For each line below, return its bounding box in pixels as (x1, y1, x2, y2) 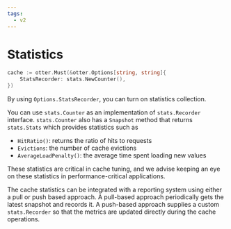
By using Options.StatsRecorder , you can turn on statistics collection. (7, 95, 207, 103)
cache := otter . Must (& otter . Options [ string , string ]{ (7, 69, 167, 76)
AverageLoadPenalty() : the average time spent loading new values (17, 151, 207, 160)
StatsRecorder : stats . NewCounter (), (19, 76, 127, 83)
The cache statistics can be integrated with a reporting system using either (7, 185, 223, 194)
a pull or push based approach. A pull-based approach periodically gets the (7, 193, 224, 201)
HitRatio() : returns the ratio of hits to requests (17, 137, 152, 145)
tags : (7, 10, 23, 17)
